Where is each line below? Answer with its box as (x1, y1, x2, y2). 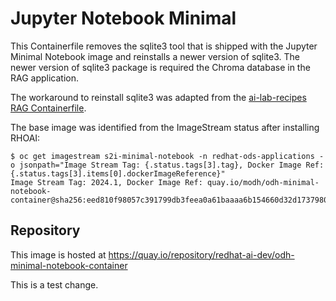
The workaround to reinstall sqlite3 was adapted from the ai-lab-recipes (10, 91, 307, 103)
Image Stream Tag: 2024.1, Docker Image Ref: (10, 177, 203, 187)
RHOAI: (10, 132, 41, 144)
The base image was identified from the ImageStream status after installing (10, 121, 320, 133)
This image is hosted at (10, 248, 107, 261)
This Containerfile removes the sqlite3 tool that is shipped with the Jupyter (10, 40, 318, 52)
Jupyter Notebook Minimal (10, 7, 237, 30)
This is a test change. (10, 278, 99, 291)
